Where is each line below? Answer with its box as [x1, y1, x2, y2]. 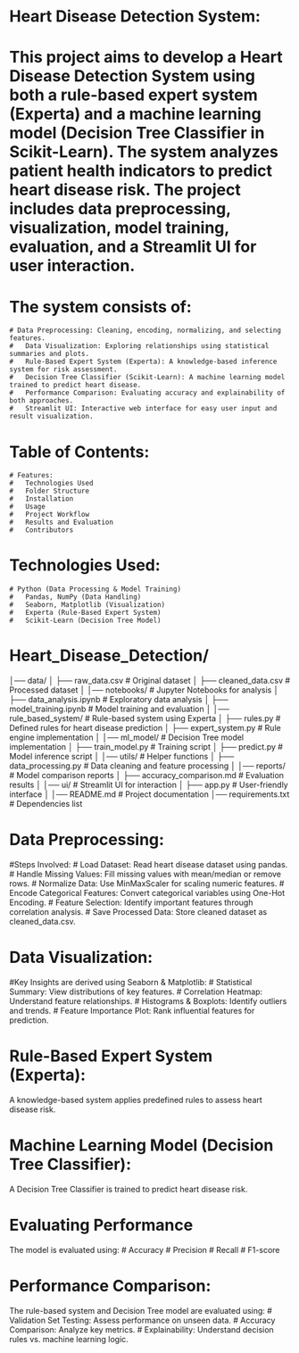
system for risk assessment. [9, 365, 118, 374]
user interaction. [9, 256, 136, 276]
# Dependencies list [9, 799, 83, 809]
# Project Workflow [9, 510, 90, 519]
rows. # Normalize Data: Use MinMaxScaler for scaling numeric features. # [9, 878, 285, 889]
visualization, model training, [9, 218, 229, 238]
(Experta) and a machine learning [9, 104, 262, 124]
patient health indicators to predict [9, 161, 272, 181]
